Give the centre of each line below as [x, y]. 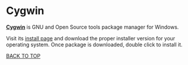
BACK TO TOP [23, 56]
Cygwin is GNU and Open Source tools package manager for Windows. [93, 27]
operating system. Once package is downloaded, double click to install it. [94, 45]
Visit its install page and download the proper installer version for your [91, 38]
